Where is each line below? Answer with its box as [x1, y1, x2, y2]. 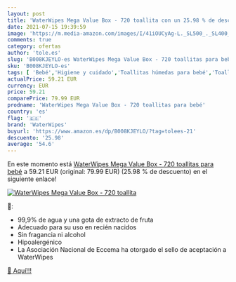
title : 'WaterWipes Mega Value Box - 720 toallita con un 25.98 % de [7, 17, 216, 24]
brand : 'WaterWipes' [7, 121, 68, 128]
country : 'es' [7, 108, 49, 115]
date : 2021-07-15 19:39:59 [7, 23, 86, 30]
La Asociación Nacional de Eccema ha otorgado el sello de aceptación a [17, 246, 227, 254]
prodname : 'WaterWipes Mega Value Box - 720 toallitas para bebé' [7, 102, 206, 109]
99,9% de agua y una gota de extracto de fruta [17, 215, 154, 224]
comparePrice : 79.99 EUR [7, 95, 80, 102]
